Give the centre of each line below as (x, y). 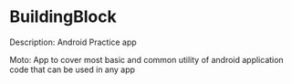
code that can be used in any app (72, 69)
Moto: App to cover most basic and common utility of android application (147, 59)
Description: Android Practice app (73, 42)
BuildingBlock (63, 17)
